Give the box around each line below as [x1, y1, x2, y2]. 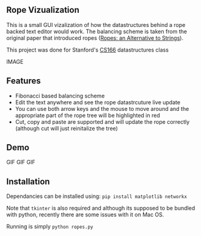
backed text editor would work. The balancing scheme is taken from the [6, 28, 188, 35]
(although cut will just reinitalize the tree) [15, 124, 118, 132]
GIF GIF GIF [6, 159, 35, 166]
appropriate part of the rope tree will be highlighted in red [15, 112, 160, 119]
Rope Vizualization [6, 5, 79, 15]
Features [6, 76, 41, 86]
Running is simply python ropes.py [6, 223, 93, 230]
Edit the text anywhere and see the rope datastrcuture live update [15, 98, 181, 106]
